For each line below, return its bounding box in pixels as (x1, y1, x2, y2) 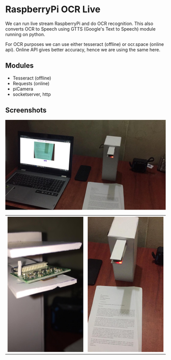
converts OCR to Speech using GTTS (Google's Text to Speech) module (5, 25, 156, 32)
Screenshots (5, 106, 47, 115)
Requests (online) (12, 80, 50, 86)
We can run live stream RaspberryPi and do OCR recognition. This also (5, 20, 154, 27)
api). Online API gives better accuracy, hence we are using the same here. (5, 46, 160, 53)
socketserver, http (12, 91, 51, 97)
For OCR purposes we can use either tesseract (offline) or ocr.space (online (5, 41, 164, 47)
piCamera (12, 86, 34, 92)
